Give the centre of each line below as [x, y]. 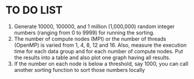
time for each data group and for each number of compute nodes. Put [98, 51]
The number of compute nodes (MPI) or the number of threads [90, 39]
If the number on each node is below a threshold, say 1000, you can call [101, 63]
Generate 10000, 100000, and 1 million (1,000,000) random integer [94, 26]
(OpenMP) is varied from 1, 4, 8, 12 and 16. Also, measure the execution [100, 45]
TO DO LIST [34, 10]
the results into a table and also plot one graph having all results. [92, 57]
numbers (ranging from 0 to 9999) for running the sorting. [84, 32]
